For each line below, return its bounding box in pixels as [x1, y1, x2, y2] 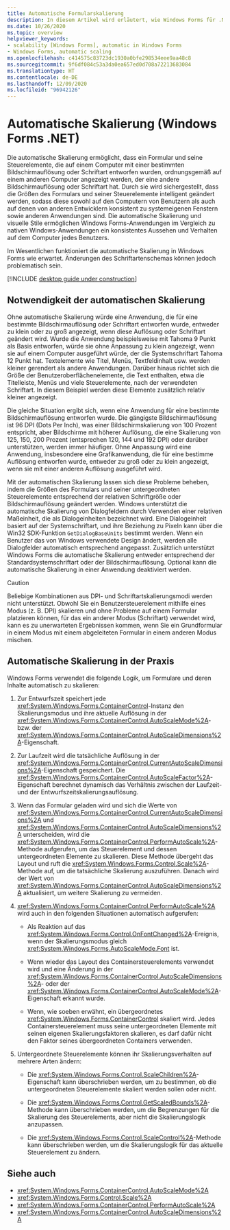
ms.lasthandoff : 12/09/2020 [7, 80, 88, 87]
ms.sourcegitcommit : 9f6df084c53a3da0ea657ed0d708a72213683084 [7, 61, 192, 68]
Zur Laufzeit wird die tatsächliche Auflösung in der [16, 751, 159, 759]
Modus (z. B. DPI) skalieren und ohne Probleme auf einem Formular [7, 606, 197, 615]
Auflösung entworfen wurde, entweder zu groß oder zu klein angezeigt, [7, 457, 209, 465]
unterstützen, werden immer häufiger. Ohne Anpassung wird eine [7, 442, 192, 451]
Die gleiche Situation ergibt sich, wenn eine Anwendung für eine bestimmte [7, 406, 220, 414]
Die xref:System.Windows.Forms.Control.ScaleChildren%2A [27, 1070, 196, 1078]
